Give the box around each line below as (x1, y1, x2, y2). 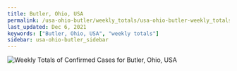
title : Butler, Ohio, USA (7, 10, 83, 18)
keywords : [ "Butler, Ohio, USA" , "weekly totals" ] (7, 30, 159, 37)
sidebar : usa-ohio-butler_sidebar (7, 37, 109, 44)
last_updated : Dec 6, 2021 (7, 23, 87, 30)
